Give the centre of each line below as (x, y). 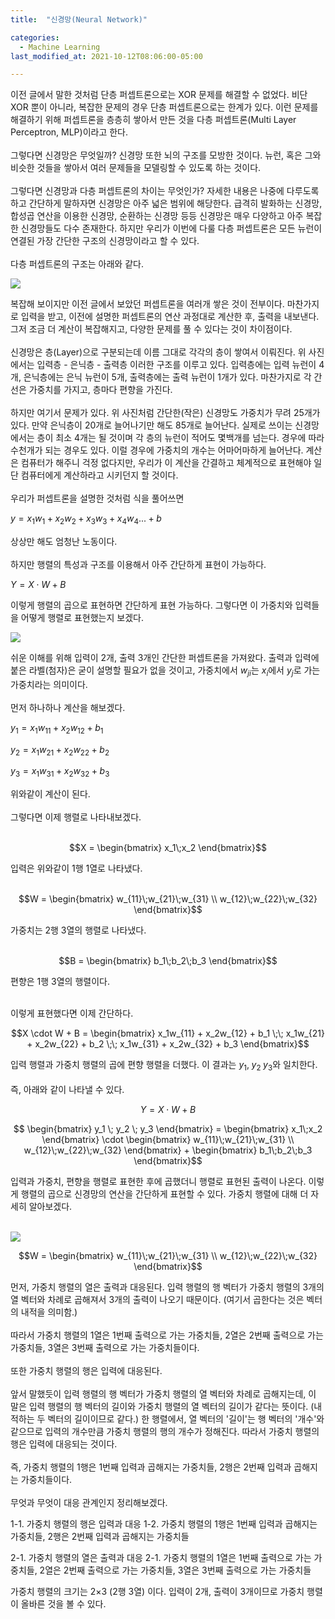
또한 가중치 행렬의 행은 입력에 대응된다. (86, 1371)
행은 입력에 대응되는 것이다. (64, 1444)
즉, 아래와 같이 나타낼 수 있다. (67, 1090)
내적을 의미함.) (49, 1312)
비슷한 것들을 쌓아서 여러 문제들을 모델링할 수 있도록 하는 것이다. (136, 168)
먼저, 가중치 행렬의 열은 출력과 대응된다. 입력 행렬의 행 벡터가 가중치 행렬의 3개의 (167, 1287)
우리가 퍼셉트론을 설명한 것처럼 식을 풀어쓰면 (97, 498)
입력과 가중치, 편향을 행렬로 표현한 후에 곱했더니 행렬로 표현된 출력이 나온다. (158, 1182)
